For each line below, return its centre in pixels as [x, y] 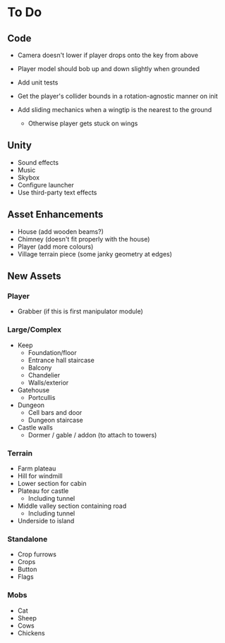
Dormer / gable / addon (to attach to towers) [92, 435]
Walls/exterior [48, 382]
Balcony [40, 368]
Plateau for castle [43, 491]
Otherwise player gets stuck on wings [83, 123]
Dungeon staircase [55, 420]
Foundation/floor [52, 352]
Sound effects [38, 162]
